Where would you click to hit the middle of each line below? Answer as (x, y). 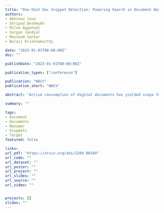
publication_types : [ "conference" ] (41, 72)
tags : (10, 112)
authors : (14, 14)
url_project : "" (21, 171)
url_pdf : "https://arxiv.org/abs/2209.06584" (52, 153)
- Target (14, 135)
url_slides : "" (20, 176)
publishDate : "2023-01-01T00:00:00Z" (43, 64)
